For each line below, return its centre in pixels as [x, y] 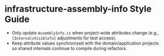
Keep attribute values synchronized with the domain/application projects [85, 43]
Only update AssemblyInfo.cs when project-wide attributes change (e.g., [85, 33]
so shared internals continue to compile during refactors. [69, 48]
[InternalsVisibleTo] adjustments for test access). [64, 38]
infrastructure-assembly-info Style [78, 9]
